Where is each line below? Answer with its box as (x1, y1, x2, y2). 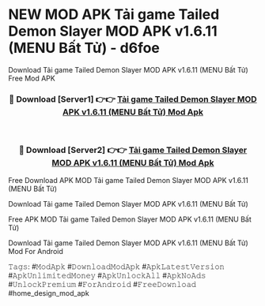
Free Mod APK (8, 73, 55, 83)
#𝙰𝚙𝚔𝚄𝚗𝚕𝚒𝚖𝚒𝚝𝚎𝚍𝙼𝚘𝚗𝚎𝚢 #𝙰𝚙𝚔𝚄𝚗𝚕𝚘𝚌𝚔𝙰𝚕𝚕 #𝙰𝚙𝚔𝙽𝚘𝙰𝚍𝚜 (8, 271, 206, 280)
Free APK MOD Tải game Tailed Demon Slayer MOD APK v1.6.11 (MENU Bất (8, 215, 252, 224)
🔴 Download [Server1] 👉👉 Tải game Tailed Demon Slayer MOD (9, 93, 257, 104)
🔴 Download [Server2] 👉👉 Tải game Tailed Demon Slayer (18, 144, 248, 155)
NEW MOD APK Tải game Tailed (8, 6, 220, 24)
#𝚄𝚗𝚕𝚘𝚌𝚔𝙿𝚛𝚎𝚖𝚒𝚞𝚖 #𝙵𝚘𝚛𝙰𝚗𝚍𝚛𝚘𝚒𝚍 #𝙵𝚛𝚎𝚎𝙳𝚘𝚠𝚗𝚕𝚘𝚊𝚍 (8, 279, 196, 289)
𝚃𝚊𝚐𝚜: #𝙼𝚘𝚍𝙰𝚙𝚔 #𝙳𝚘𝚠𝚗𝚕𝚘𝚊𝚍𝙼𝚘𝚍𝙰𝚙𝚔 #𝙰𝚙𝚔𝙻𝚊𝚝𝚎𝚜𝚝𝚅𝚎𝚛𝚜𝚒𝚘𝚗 (8, 262, 225, 271)
